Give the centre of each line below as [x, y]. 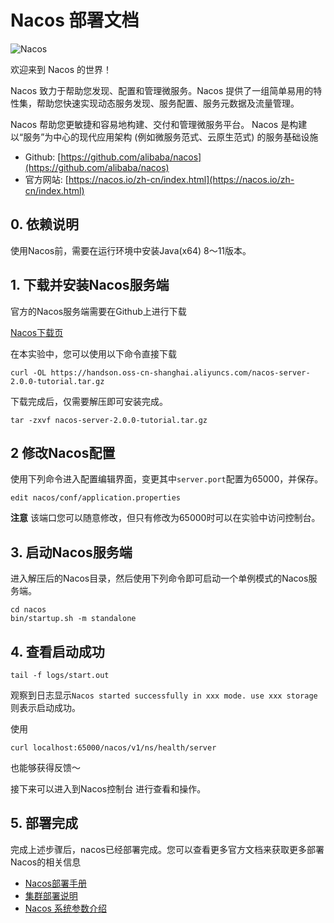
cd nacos [28, 610]
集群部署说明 [51, 895]
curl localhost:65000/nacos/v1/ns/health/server [113, 748]
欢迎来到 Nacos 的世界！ [61, 69]
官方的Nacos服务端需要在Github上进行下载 [98, 311]
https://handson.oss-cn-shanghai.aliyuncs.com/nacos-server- [180, 372]
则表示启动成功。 [45, 707]
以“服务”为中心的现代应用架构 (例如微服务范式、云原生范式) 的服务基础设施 [164, 137]
